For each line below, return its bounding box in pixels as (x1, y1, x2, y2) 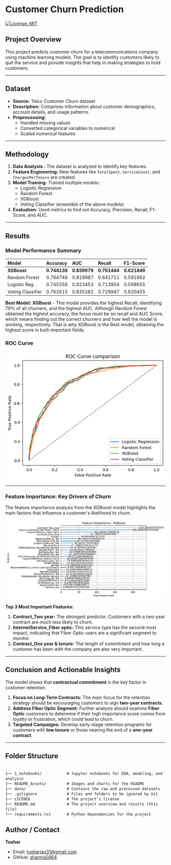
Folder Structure (5, 752, 59, 761)
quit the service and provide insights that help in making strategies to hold (5, 60, 161, 66)
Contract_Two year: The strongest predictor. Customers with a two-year (12, 613, 165, 620)
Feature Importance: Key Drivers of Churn (5, 493, 111, 500)
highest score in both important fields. (5, 327, 85, 333)
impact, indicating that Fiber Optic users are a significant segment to (12, 630, 157, 636)
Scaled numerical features (20, 130, 76, 136)
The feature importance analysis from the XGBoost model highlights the (5, 505, 156, 511)
